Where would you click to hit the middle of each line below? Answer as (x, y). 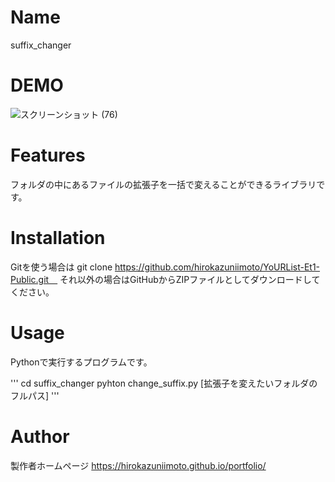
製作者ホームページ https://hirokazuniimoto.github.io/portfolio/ (138, 465)
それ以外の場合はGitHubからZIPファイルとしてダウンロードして (190, 279)
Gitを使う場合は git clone (61, 267)
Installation (58, 238)
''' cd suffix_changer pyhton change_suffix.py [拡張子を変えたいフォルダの (164, 383)
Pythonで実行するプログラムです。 (81, 362)
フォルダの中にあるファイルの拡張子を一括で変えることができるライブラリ (163, 184)
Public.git (30, 279)
